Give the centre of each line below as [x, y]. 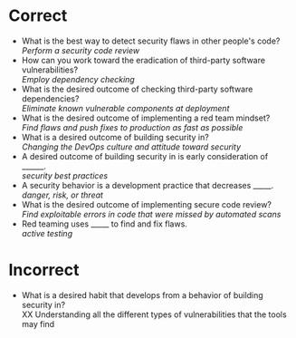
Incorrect [44, 270]
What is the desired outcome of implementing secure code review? [147, 204]
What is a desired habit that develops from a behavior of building [142, 295]
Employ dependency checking [78, 79]
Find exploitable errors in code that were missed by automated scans [151, 214]
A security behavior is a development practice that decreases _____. [148, 185]
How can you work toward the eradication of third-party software [143, 60]
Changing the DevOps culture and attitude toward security [131, 147]
